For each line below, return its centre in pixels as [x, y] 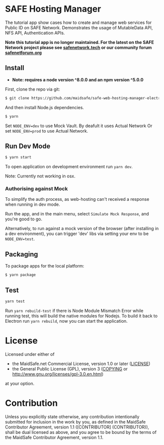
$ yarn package [20, 275]
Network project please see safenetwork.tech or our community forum [79, 47]
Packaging [21, 254]
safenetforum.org [23, 53]
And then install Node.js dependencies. [45, 107]
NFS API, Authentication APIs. [35, 33]
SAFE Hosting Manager [53, 9]
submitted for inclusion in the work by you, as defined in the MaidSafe [75, 422]
